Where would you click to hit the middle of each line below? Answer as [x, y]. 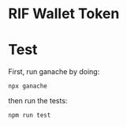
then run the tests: [38, 101]
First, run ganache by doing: [54, 72]
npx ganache [28, 86]
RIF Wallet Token [64, 14]
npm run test [30, 115]
